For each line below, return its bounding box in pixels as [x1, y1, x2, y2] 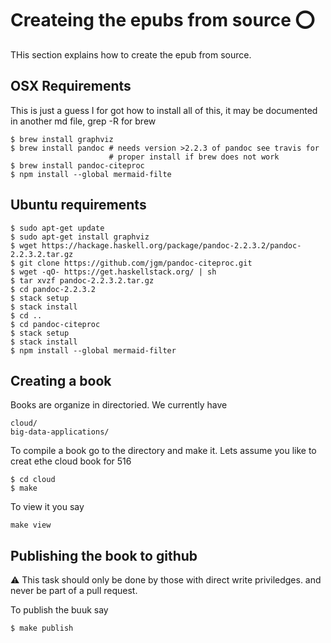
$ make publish [10, 623, 74, 634]
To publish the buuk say [10, 604, 109, 616]
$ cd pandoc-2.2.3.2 [10, 284, 97, 294]
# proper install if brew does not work [108, 152, 280, 162]
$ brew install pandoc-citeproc [10, 160, 145, 171]
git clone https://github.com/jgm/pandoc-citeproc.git [19, 258, 253, 268]
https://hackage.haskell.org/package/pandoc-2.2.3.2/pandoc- [41, 240, 302, 251]
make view [10, 520, 52, 531]
